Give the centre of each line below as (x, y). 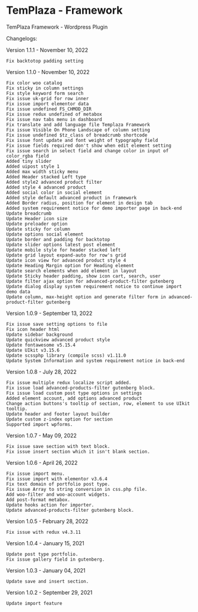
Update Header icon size (37, 218)
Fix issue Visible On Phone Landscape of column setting (78, 130)
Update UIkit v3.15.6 (33, 350)
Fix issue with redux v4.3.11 (44, 532)
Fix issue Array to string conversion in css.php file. (77, 489)
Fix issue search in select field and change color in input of (87, 151)
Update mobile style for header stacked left (63, 250)
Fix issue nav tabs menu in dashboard (54, 119)
